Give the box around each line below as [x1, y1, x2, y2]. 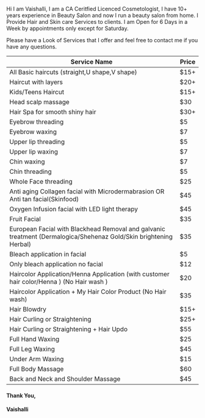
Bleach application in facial [9, 250, 87, 258]
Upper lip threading [9, 138, 65, 146]
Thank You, [6, 392, 37, 399]
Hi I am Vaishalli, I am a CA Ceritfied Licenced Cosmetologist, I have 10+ [6, 6, 187, 12]
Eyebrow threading [9, 118, 64, 126]
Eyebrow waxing [9, 128, 57, 136]
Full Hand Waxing [9, 335, 60, 343]
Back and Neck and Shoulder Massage [9, 375, 121, 383]
